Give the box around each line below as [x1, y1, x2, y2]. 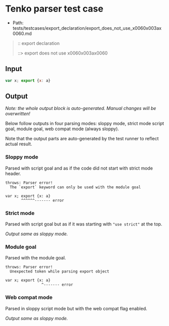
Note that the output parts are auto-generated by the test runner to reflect [5, 136, 159, 142]
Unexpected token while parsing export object [10, 269, 109, 274]
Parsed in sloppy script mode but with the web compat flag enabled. [5, 305, 147, 311]
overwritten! [5, 111, 30, 117]
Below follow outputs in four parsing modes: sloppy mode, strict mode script [5, 121, 164, 127]
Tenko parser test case [5, 3, 103, 15]
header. [5, 170, 21, 177]
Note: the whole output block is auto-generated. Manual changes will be [5, 105, 156, 112]
